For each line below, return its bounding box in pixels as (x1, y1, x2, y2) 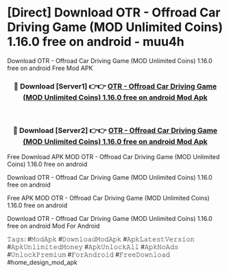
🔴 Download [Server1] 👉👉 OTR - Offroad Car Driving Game (13, 81, 217, 91)
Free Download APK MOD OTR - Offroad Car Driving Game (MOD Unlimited (7, 152, 220, 161)
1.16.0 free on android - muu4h (7, 34, 185, 49)
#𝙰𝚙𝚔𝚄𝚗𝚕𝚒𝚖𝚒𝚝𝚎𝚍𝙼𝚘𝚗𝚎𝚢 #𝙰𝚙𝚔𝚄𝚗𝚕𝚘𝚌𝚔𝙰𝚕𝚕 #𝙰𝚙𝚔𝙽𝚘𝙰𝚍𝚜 (7, 242, 179, 251)
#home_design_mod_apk (7, 258, 77, 266)
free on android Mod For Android (7, 222, 100, 230)
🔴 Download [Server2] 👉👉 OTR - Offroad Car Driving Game (12, 126, 218, 135)
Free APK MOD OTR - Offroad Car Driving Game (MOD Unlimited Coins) (7, 193, 210, 202)
